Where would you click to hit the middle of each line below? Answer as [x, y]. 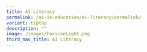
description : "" [27, 28]
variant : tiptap [27, 23]
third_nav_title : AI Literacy [44, 39]
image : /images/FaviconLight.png [48, 34]
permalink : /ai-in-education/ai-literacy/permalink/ [74, 17]
